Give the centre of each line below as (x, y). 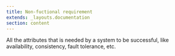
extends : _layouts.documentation (48, 17)
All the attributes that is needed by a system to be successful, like (88, 40)
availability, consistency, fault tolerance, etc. (61, 46)
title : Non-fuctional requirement (50, 12)
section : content (28, 23)
